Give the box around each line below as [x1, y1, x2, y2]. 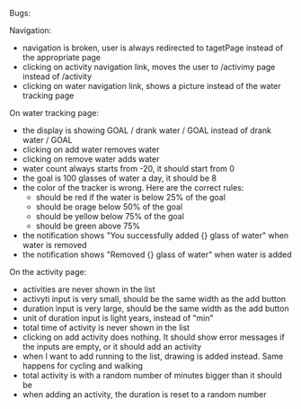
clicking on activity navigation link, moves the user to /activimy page [22, 62, 276, 72]
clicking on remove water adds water [22, 154, 160, 164]
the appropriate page [22, 52, 102, 62]
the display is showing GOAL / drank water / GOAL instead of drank [22, 125, 272, 136]
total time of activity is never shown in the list [22, 323, 190, 333]
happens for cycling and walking [22, 360, 144, 371]
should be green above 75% [35, 220, 141, 231]
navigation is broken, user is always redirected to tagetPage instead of [22, 42, 284, 53]
